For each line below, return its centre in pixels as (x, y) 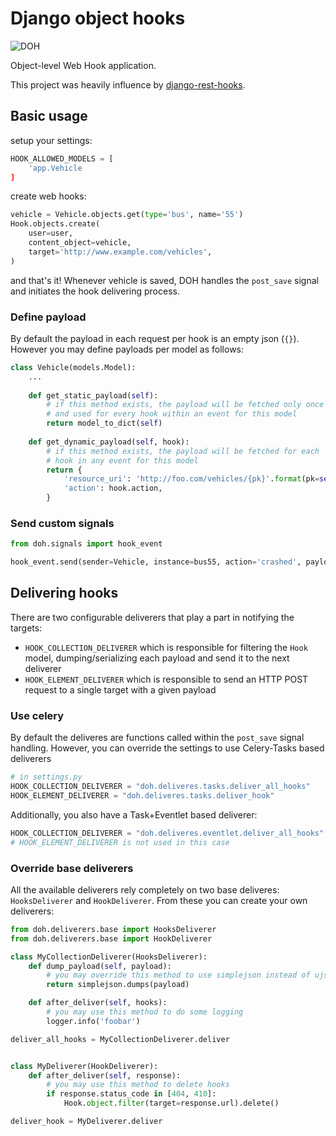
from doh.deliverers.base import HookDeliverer (111, 938)
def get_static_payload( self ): (93, 395)
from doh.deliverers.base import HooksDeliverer (113, 929)
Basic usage (49, 116)
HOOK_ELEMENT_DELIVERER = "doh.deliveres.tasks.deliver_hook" (142, 795)
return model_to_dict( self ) (104, 423)
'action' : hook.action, (113, 488)
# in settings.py (46, 777)
